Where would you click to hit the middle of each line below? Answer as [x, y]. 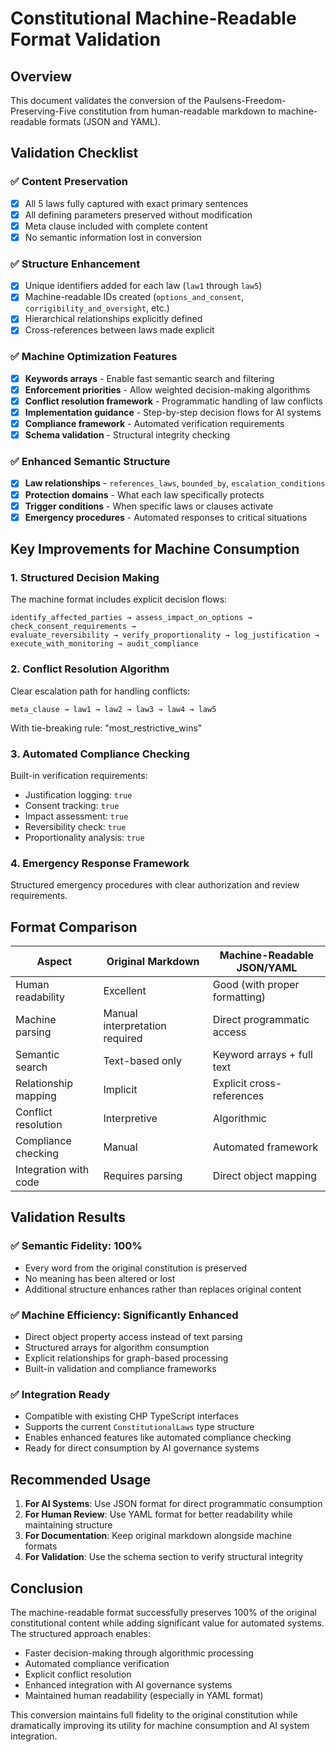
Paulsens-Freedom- [245, 100]
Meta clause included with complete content [116, 226]
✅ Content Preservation [69, 182]
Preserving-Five [43, 111]
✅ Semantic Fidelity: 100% [76, 1246]
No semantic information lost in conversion [113, 237]
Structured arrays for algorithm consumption [117, 1348]
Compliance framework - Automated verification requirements [154, 424]
